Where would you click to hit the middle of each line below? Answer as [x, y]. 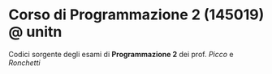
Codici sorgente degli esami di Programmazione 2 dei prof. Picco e [121, 54]
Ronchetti [24, 63]
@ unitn [35, 32]
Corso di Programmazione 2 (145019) [136, 15]
